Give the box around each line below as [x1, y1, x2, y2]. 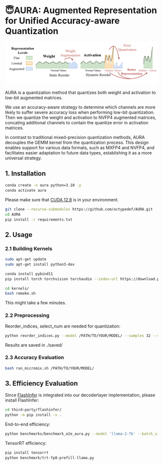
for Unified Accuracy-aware [5, 15, 120, 26]
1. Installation [5, 169, 46, 177]
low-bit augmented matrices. [5, 95, 63, 101]
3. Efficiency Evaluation [5, 379, 78, 387]
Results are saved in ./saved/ [5, 342, 63, 348]
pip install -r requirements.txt [5, 217, 73, 222]
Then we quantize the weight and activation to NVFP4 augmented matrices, [5, 115, 157, 120]
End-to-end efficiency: [5, 422, 50, 427]
